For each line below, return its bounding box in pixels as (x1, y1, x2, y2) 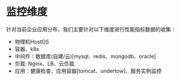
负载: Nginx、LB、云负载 (14, 60, 75, 67)
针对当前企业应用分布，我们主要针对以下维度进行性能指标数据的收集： (6, 26, 176, 33)
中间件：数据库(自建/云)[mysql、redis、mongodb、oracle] (14, 53, 156, 60)
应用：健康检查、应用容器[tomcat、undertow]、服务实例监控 (14, 67, 162, 74)
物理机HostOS (14, 38, 49, 45)
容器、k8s (14, 45, 39, 53)
